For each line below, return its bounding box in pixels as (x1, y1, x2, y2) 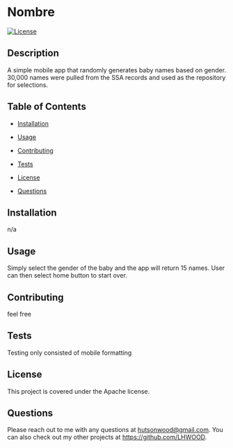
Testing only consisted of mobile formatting (7, 349, 132, 357)
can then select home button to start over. (7, 271, 127, 280)
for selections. (7, 81, 49, 89)
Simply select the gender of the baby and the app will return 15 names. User (7, 264, 225, 272)
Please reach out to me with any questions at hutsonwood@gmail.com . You (7, 426, 224, 434)
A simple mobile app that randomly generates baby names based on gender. (7, 65, 227, 74)
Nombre (7, 4, 56, 20)
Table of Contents (7, 101, 87, 113)
